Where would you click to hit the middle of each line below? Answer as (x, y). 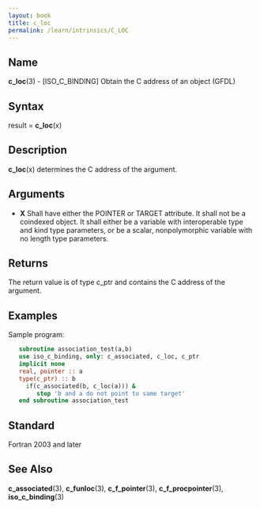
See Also (30, 469)
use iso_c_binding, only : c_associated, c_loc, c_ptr (109, 357)
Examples (33, 315)
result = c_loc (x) (35, 125)
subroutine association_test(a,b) (75, 349)
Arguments (37, 194)
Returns (28, 263)
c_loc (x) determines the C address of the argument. (93, 169)
